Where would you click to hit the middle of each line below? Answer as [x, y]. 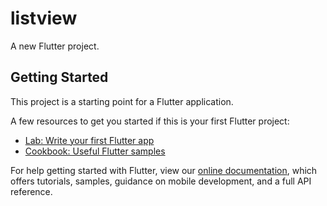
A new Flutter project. [55, 46]
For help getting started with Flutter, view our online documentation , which [164, 170]
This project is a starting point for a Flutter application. [122, 101]
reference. [31, 191]
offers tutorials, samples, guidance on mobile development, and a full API [161, 181]
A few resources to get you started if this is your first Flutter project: [150, 121]
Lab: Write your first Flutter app [89, 140]
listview [44, 18]
